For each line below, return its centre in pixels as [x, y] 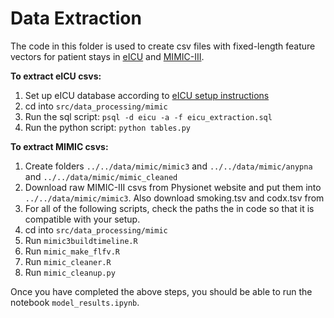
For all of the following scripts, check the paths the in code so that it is [169, 208]
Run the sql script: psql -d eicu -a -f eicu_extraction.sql [148, 116]
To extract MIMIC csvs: [59, 146]
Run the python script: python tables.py [107, 127]
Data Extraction [76, 18]
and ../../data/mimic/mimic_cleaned [101, 176]
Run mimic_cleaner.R [68, 261]
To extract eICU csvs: [56, 76]
